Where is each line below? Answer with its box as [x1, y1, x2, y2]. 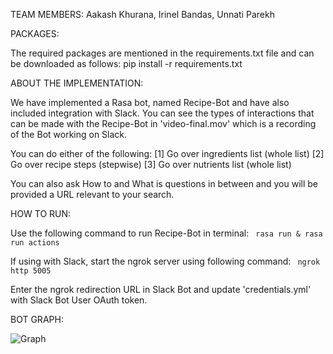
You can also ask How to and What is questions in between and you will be [10, 178, 318, 189]
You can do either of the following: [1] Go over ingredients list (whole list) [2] [10, 148, 325, 159]
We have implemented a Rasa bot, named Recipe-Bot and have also [10, 97, 290, 108]
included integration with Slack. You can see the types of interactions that [10, 107, 315, 119]
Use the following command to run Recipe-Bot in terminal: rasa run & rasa [10, 227, 323, 239]
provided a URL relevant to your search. [10, 189, 175, 200]
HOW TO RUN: [10, 208, 72, 219]
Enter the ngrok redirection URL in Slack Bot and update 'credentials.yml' [10, 284, 312, 295]
